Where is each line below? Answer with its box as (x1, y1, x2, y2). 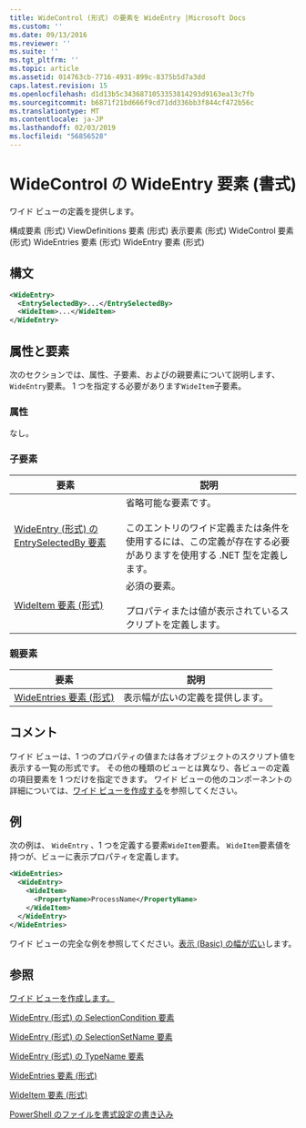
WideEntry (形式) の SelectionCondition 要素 (9, 1012, 175, 1023)
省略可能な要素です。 (126, 496, 217, 509)
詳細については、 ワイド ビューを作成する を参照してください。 (9, 785, 243, 796)
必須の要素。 (126, 579, 181, 592)
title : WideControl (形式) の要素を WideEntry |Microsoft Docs (9, 13, 246, 23)
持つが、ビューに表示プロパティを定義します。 (9, 851, 184, 862)
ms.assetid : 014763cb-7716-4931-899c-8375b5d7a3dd (9, 73, 206, 82)
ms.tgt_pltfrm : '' (9, 56, 79, 65)
